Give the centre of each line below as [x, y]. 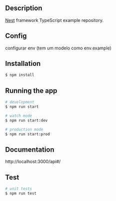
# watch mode [19, 116]
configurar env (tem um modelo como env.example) [58, 48]
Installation [23, 64]
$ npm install [20, 75]
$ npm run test [21, 193]
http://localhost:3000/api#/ [33, 162]
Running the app [31, 91]
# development [20, 102]
